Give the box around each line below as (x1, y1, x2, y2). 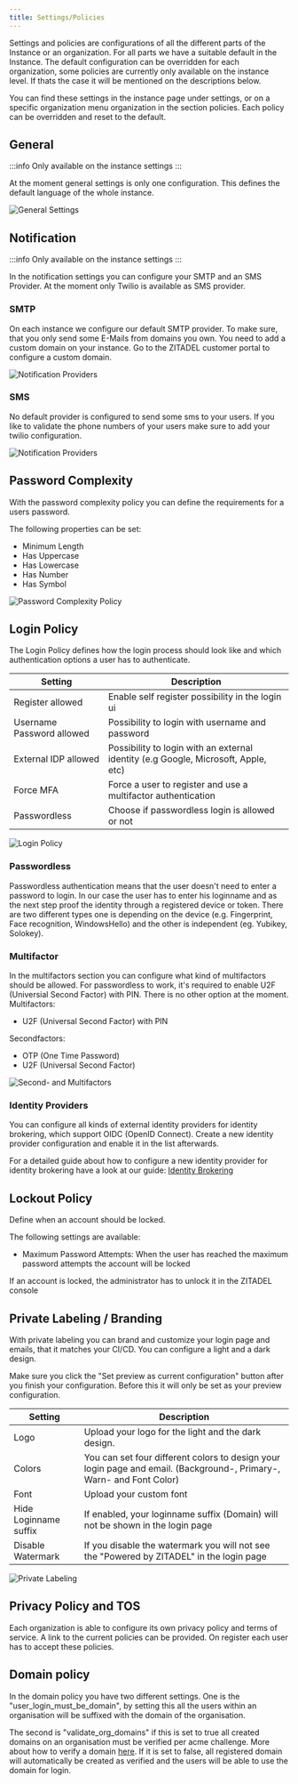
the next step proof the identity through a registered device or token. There (9, 900, 284, 910)
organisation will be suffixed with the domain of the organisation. (9, 1709, 246, 1720)
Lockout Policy (9, 1191, 93, 1206)
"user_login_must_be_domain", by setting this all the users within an (9, 1700, 257, 1711)
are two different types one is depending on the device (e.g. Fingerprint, (9, 908, 273, 919)
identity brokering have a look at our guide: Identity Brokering (9, 1165, 233, 1175)
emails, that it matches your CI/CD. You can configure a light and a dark (9, 1344, 271, 1354)
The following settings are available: (9, 1231, 141, 1242)
